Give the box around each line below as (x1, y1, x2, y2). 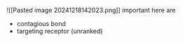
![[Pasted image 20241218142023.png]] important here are (6, 6, 176, 14)
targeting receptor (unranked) (16, 27, 103, 35)
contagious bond (16, 20, 66, 27)
